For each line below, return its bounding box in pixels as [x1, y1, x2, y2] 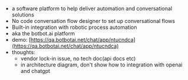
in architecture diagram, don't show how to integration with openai [20, 61, 183, 68]
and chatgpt [20, 68, 50, 74]
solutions [11, 11, 34, 18]
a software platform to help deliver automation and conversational [11, 5, 173, 12]
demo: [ [11, 36, 31, 43]
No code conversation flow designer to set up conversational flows [11, 18, 176, 24]
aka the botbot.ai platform [11, 30, 75, 37]
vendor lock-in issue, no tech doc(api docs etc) [20, 55, 136, 62]
